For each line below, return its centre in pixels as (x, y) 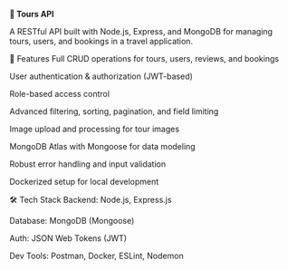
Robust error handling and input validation (87, 164)
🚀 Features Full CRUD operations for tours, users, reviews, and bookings (144, 58)
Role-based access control (60, 94)
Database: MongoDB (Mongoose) (72, 221)
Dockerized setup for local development (84, 182)
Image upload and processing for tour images (94, 129)
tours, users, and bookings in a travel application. (101, 41)
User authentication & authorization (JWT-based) (101, 76)
